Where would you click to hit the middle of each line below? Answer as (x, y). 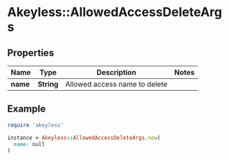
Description (117, 72)
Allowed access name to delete (116, 84)
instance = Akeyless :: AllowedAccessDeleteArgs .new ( (84, 138)
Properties (31, 53)
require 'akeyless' (36, 125)
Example (27, 109)
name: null (29, 144)
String (48, 84)
